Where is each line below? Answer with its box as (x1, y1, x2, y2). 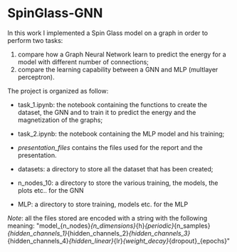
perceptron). (17, 73, 55, 81)
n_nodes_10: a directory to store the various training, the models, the (17, 178, 218, 187)
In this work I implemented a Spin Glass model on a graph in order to (7, 29, 209, 37)
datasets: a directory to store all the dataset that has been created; (17, 164, 214, 173)
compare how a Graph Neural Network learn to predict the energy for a (17, 50, 226, 59)
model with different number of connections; (17, 57, 149, 66)
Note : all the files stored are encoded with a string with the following (7, 213, 208, 222)
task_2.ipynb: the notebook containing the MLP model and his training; (17, 129, 225, 138)
